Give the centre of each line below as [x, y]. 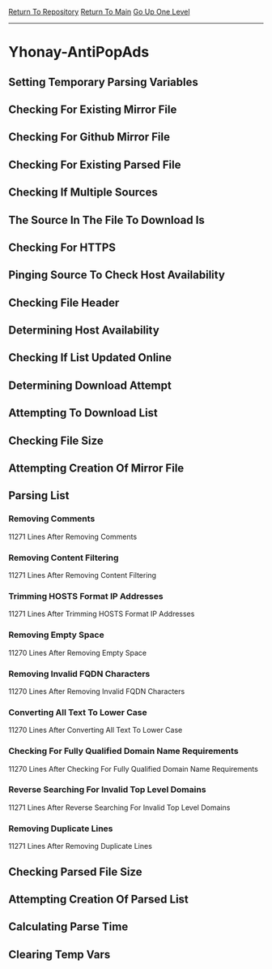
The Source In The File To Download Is [106, 220]
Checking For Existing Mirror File [93, 109]
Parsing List [39, 495]
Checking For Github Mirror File [89, 137]
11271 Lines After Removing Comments [73, 536]
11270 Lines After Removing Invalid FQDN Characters [97, 691]
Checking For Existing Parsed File [95, 164]
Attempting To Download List [83, 413]
